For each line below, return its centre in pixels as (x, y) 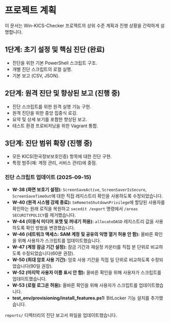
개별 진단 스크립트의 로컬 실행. (42, 69)
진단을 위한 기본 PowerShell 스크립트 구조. (55, 63)
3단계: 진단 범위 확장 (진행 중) (48, 143)
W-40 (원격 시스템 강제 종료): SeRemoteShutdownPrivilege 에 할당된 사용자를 (89, 202)
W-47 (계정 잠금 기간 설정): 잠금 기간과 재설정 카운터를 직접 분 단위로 (81, 247)
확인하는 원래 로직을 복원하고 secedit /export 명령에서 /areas (75, 208)
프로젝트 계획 (31, 10)
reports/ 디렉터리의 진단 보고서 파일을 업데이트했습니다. (61, 315)
